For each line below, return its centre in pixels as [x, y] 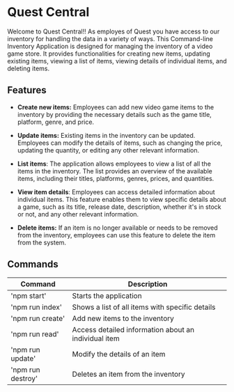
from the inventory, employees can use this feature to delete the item [116, 235]
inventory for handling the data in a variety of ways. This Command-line [110, 38]
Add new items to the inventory [123, 318]
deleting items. [29, 68]
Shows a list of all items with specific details [144, 307]
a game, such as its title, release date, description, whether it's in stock [119, 207]
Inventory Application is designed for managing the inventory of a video [110, 46]
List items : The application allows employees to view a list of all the [114, 164]
